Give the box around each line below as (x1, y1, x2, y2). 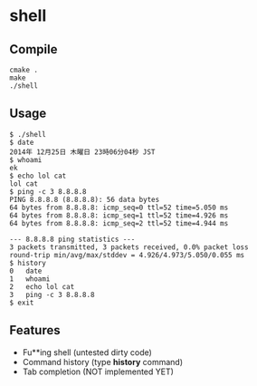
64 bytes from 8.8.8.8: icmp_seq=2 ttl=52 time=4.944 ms (9, 218, 229, 227)
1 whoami (9, 274, 51, 284)
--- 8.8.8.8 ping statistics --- (9, 235, 136, 244)
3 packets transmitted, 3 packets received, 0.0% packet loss (9, 242, 249, 252)
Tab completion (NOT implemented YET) (22, 366, 175, 377)
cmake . (9, 65, 39, 74)
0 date (9, 266, 43, 275)
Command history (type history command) (22, 356, 184, 367)
